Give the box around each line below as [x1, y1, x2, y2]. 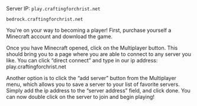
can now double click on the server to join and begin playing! [6, 94, 155, 100]
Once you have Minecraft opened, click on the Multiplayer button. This [6, 44, 178, 51]
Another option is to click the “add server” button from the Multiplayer [6, 75, 176, 81]
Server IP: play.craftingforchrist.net [6, 5, 101, 12]
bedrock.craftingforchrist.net [6, 16, 83, 22]
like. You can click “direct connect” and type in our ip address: [6, 57, 158, 64]
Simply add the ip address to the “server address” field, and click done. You [6, 87, 191, 94]
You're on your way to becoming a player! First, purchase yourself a [6, 26, 172, 34]
